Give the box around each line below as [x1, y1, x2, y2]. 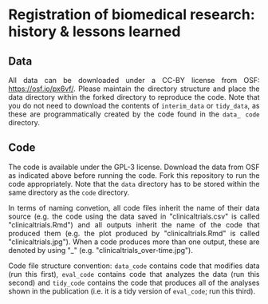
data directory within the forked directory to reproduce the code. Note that [8, 93, 260, 101]
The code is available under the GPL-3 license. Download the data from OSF [8, 162, 260, 172]
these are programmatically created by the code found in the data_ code [8, 109, 260, 119]
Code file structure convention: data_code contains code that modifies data [8, 261, 260, 270]
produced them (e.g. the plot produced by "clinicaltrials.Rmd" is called [8, 228, 260, 238]
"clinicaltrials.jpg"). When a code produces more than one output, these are [8, 237, 260, 247]
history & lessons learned [8, 22, 181, 41]
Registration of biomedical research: [8, 6, 255, 24]
